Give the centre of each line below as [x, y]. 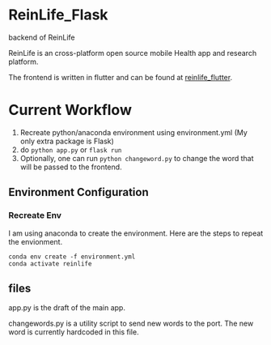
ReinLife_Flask [58, 15]
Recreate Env [35, 215]
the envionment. [36, 241]
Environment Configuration [78, 192]
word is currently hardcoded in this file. [74, 332]
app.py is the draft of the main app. [67, 308]
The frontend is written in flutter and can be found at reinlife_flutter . [121, 77]
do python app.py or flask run [71, 149]
